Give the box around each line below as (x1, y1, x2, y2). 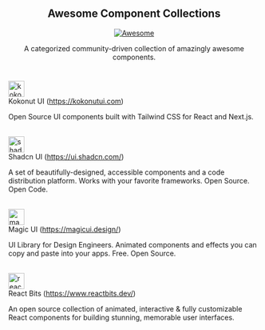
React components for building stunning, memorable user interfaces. (8, 312, 235, 322)
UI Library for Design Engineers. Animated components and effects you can (8, 240, 257, 249)
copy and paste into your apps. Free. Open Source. (8, 248, 176, 258)
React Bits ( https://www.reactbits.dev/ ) (8, 288, 136, 298)
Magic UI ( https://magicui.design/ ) (8, 224, 121, 234)
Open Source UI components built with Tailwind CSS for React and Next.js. (8, 112, 254, 121)
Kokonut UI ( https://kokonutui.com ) (8, 96, 124, 106)
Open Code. (8, 184, 49, 194)
